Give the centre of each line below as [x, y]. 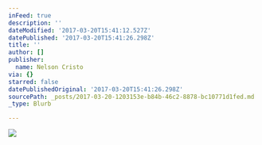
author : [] [26, 52]
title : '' [25, 45]
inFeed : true [30, 15]
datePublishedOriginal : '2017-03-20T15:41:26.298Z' [96, 89]
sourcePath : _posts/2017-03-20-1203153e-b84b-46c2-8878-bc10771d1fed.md [131, 97]
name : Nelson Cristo [49, 67]
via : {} [21, 74]
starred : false [33, 82]
